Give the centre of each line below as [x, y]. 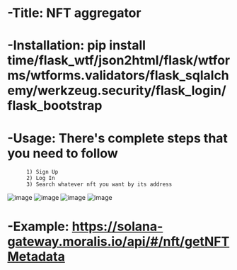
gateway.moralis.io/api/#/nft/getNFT [118, 241]
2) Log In [40, 179]
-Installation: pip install [77, 46]
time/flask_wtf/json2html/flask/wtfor [119, 61]
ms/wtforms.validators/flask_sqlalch [118, 75]
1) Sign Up [42, 172]
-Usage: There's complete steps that [118, 138]
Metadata [36, 256]
